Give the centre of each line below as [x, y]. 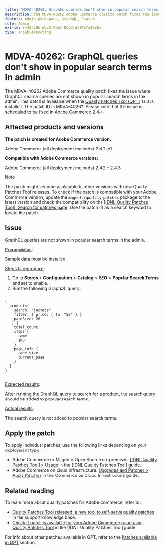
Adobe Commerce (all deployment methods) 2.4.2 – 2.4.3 [63, 168]
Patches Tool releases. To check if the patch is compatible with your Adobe [81, 192]
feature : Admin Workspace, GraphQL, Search [50, 19]
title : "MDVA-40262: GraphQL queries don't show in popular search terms [82, 10]
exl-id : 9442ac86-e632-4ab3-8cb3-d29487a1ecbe [53, 28]
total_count [26, 327]
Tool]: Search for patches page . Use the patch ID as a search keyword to [78, 207]
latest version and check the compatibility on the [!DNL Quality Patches [77, 202]
